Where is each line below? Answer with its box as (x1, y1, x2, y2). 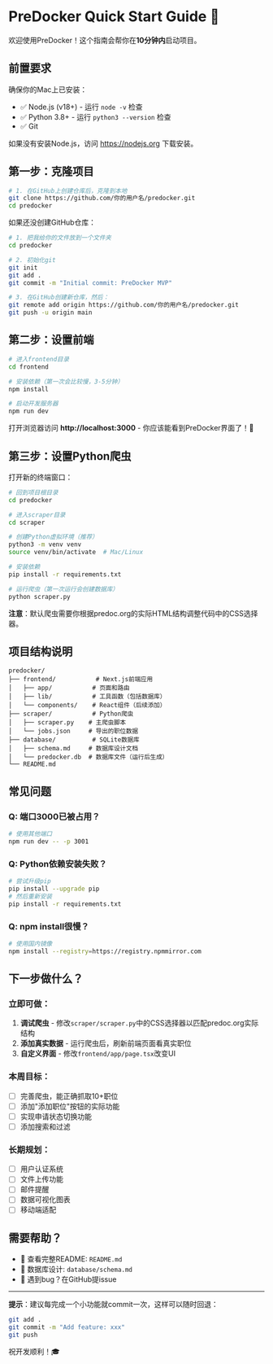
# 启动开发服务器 (8, 400, 58, 408)
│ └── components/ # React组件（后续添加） (8, 702, 167, 710)
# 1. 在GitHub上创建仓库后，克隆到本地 (8, 186, 128, 195)
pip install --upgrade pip (8, 885, 100, 893)
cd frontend (8, 362, 49, 371)
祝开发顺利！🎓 (8, 1346, 60, 1356)
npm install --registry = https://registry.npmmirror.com (8, 947, 201, 955)
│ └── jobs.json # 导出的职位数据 (8, 728, 139, 736)
